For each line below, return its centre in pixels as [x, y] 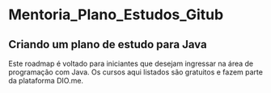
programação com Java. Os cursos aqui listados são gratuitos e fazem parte [135, 72]
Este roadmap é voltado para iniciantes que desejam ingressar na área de [131, 63]
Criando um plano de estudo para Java [108, 44]
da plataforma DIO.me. [46, 81]
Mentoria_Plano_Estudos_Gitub [116, 15]
